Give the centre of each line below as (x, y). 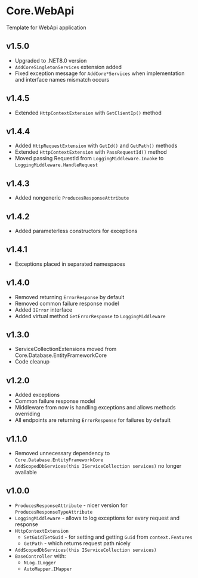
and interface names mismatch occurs (62, 79)
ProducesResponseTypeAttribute (54, 512)
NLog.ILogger (40, 563)
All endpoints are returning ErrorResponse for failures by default (93, 420)
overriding (27, 414)
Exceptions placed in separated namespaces (70, 264)
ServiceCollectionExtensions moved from (66, 349)
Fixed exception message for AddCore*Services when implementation (100, 73)
